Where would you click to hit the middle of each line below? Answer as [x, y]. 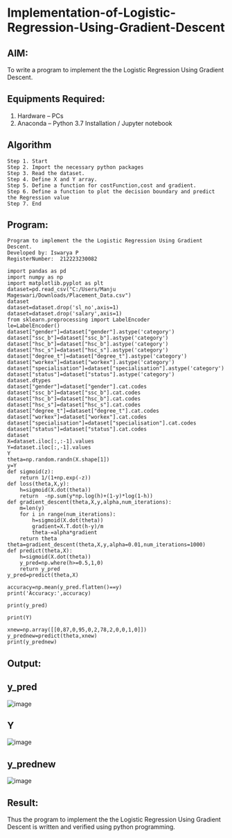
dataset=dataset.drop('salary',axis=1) [65, 314]
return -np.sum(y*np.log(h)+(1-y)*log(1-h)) [87, 496]
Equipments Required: [56, 99]
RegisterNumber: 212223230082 [52, 259]
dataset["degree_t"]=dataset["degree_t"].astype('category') [97, 356]
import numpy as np [35, 277]
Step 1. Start [28, 161]
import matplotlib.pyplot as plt [55, 284]
